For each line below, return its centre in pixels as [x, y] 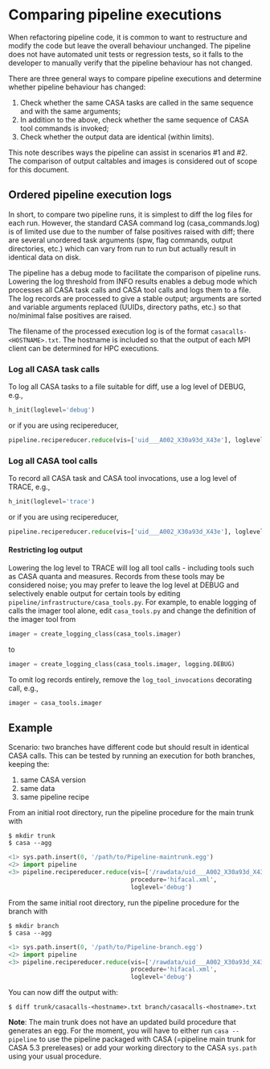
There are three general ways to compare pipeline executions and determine [135, 78]
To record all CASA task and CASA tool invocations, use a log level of [123, 479]
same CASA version [53, 780]
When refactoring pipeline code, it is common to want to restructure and [128, 37]
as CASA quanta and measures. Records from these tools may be [117, 577]
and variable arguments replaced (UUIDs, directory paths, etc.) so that [125, 307]
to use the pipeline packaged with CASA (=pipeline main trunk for [147, 1039]
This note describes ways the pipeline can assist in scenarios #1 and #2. [128, 152]
